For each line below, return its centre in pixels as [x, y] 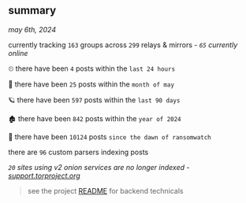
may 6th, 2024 [32, 29]
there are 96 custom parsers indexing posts [78, 152]
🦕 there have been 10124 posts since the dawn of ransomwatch [110, 137]
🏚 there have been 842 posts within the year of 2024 [95, 118]
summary [32, 11]
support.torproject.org [44, 175]
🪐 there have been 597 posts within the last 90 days [94, 100]
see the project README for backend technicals [105, 190]
